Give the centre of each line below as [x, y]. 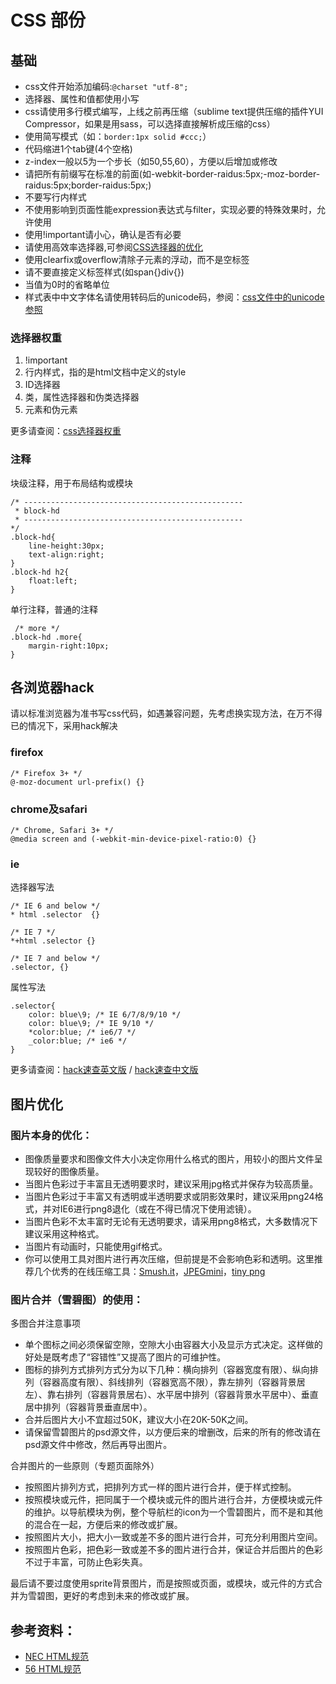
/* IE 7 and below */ [55, 959]
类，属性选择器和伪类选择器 [82, 397]
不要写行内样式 [55, 197]
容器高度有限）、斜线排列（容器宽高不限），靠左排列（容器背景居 [174, 1382]
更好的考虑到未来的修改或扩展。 [128, 1596]
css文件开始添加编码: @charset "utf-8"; [106, 86]
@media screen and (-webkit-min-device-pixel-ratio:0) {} [133, 839]
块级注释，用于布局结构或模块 [71, 483]
